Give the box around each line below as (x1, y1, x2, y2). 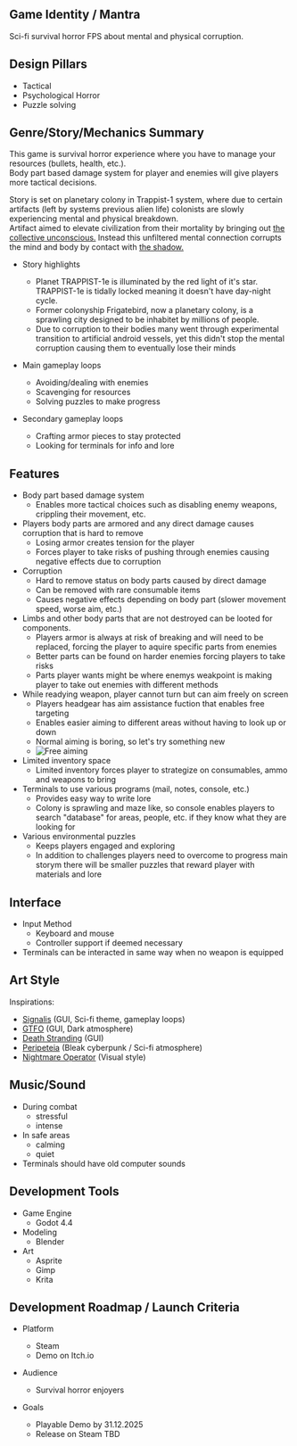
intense (35, 1120, 63, 1131)
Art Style (9, 972, 61, 988)
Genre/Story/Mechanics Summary (9, 125, 205, 141)
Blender (35, 1235, 65, 1247)
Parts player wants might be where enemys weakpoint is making (35, 670, 273, 681)
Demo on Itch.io (35, 1351, 95, 1361)
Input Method (21, 919, 72, 930)
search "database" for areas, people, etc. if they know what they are (35, 812, 287, 823)
